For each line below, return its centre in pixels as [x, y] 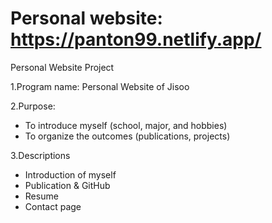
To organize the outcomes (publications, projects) [127, 136]
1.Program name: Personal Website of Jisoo [100, 86]
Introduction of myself [70, 174]
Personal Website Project [62, 67]
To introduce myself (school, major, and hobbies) [126, 125]
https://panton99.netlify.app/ [136, 39]
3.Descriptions [40, 155]
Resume [41, 196]
